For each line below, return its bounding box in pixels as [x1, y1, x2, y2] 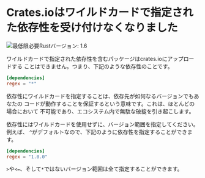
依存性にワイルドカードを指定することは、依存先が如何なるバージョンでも [6, 92, 194, 99]
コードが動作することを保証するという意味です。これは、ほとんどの [23, 100, 195, 107]
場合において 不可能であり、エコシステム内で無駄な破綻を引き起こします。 [6, 107, 195, 115]
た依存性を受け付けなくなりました [6, 21, 179, 35]
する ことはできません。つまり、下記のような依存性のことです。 [11, 62, 173, 70]
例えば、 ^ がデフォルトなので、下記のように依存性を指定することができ [6, 128, 188, 135]
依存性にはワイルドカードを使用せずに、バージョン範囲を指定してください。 [6, 120, 199, 128]
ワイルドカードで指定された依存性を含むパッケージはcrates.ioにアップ [6, 55, 184, 62]
